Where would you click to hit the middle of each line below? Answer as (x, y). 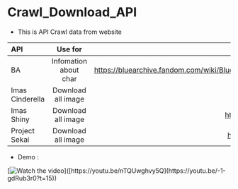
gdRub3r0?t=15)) (32, 178)
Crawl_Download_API (72, 12)
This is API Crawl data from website (70, 32)
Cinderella (28, 99)
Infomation (69, 61)
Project (23, 130)
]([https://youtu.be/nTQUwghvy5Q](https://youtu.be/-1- (145, 171)
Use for (69, 49)
